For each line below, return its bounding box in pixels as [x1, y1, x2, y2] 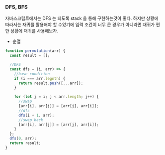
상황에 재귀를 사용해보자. [10, 28, 59, 34]
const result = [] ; [9, 53, 50, 58]
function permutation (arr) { [5, 48, 66, 53]
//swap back [18, 117, 43, 123]
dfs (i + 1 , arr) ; [18, 113, 55, 118]
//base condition [14, 71, 50, 76]
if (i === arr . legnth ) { [14, 76, 66, 81]
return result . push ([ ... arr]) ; [18, 81, 83, 86]
